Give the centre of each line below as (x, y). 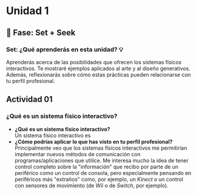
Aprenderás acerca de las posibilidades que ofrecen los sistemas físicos (94, 62)
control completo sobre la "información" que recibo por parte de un (96, 167)
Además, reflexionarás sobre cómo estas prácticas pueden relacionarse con (98, 74)
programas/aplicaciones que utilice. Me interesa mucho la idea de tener (101, 160)
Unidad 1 (27, 11)
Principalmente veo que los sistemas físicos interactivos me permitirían (101, 148)
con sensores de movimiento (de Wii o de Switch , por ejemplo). (91, 185)
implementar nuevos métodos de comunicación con (78, 154)
